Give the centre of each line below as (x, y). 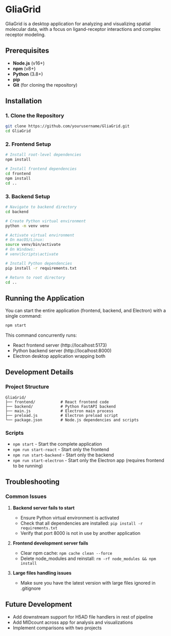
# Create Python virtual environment (46, 221)
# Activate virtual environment (40, 235)
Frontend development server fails (50, 543)
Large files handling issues (42, 573)
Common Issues (26, 496)
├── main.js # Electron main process (60, 411)
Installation (24, 101)
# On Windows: (21, 249)
